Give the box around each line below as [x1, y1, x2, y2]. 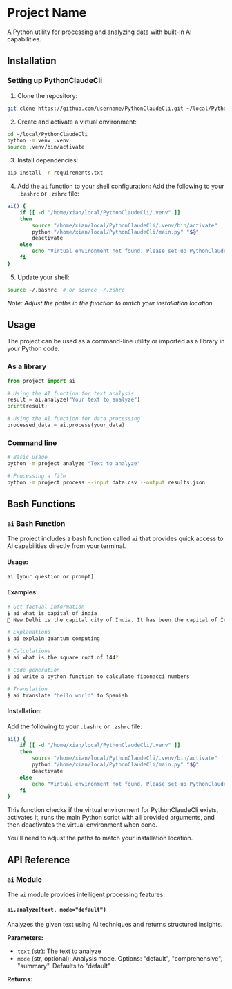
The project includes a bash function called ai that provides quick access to [7, 534, 224, 543]
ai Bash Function [7, 519, 66, 529]
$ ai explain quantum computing [7, 635, 100, 642]
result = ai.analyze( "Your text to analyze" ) [7, 396, 140, 404]
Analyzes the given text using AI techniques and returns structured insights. [7, 921, 223, 929]
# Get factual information [7, 603, 85, 610]
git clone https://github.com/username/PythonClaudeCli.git [7, 105, 184, 112]
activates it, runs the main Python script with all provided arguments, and [7, 813, 215, 822]
